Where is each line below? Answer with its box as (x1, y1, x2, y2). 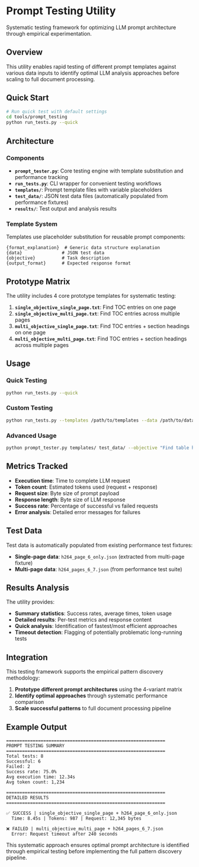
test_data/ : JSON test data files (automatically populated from (14, 192, 168, 199)
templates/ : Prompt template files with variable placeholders (14, 186, 163, 193)
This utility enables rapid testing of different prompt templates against (6, 63, 176, 70)
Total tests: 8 (6, 753, 44, 759)
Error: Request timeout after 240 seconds (11, 831, 118, 837)
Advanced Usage (6, 431, 57, 439)
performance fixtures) (14, 199, 69, 206)
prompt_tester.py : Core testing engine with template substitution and (14, 167, 184, 174)
